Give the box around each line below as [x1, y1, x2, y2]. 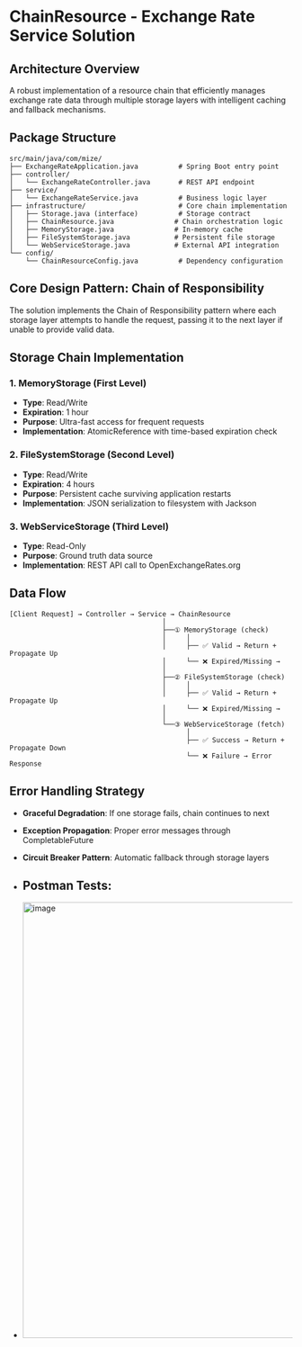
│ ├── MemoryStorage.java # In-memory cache [9, 225, 244, 234]
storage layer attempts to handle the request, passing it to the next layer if [9, 314, 283, 325]
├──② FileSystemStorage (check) [162, 672, 286, 681]
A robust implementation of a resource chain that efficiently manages [9, 85, 266, 95]
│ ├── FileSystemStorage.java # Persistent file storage [9, 232, 276, 242]
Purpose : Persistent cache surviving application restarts [22, 488, 232, 498]
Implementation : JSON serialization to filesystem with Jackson [22, 498, 257, 508]
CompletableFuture [22, 834, 94, 845]
